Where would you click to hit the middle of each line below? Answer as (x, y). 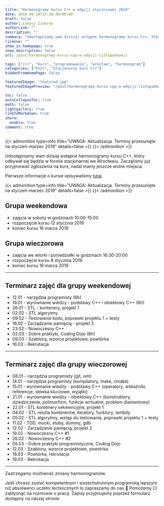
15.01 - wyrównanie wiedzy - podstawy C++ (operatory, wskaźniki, (79, 386)
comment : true (20, 127)
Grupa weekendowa (36, 206)
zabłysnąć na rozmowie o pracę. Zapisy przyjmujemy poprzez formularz (78, 493)
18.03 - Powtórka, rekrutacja (41, 454)
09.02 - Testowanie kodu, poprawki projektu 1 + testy (66, 318)
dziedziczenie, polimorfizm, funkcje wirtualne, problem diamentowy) (81, 402)
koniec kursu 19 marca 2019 (40, 265)
